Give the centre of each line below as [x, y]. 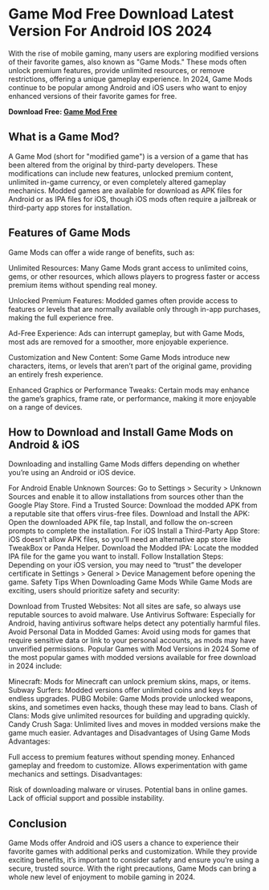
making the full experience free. [61, 318]
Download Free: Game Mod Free [63, 111]
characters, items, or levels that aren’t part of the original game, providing [130, 366]
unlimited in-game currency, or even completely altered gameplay [117, 182]
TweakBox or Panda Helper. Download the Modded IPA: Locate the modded [133, 548]
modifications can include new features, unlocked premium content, [121, 173]
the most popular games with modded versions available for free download [132, 658]
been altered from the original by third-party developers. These [113, 165]
